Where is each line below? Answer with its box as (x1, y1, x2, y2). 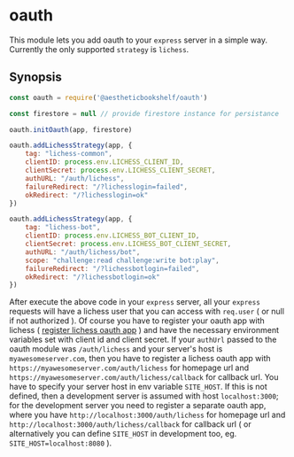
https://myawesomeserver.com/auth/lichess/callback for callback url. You (9, 372, 279, 383)
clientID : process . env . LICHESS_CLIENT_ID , (25, 158, 184, 167)
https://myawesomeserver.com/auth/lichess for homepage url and (9, 362, 250, 373)
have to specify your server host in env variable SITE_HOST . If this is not (9, 382, 267, 392)
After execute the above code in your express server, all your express (9, 297, 261, 307)
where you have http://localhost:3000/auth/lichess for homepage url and (9, 409, 286, 421)
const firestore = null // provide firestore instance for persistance (9, 109, 279, 118)
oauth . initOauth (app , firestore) (9, 125, 133, 134)
